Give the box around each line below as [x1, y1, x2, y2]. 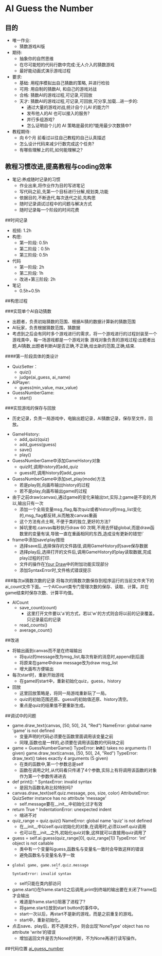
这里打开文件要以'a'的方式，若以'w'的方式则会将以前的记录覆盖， [26, 610, 157, 616]
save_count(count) [19, 604, 57, 610]
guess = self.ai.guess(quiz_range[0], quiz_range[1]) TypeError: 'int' [12, 835, 147, 841]
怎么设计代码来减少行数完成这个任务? [19, 141, 94, 147]
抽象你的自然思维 [19, 56, 54, 61]
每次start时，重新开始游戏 [12, 672, 64, 677]
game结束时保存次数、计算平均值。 [5, 590, 76, 596]
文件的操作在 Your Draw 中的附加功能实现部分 [19, 561, 109, 567]
